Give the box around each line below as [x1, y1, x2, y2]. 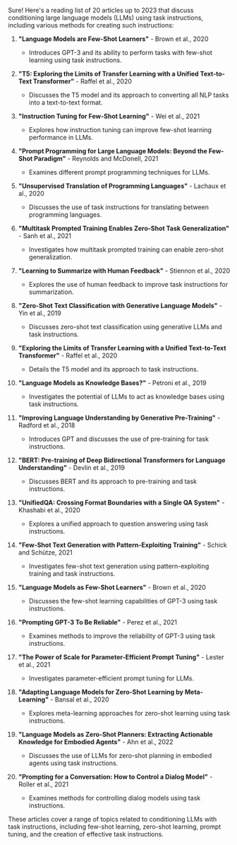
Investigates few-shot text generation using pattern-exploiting [28, 562, 209, 570]
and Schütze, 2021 [18, 548, 73, 557]
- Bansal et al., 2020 [49, 695, 109, 704]
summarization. [28, 288, 74, 296]
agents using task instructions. [28, 759, 119, 767]
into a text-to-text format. [28, 98, 103, 107]
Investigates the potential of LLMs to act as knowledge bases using [28, 392, 225, 401]
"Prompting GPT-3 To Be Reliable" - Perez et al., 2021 [18, 618, 178, 626]
